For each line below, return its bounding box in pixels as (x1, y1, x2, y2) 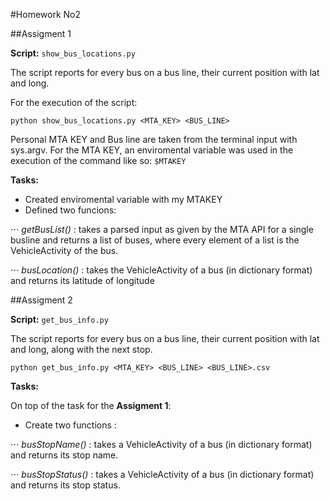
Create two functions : (24, 419, 117, 431)
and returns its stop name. (10, 449, 119, 461)
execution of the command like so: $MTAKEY (10, 155, 187, 166)
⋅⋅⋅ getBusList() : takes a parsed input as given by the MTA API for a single (10, 224, 314, 235)
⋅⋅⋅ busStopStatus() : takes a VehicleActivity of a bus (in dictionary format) (10, 469, 315, 480)
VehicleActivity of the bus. (10, 245, 119, 256)
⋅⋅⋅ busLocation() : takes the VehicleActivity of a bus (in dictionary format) (10, 264, 313, 276)
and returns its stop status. (10, 479, 121, 491)
